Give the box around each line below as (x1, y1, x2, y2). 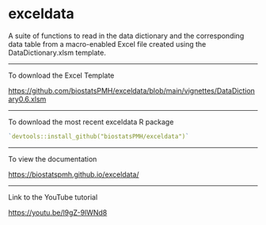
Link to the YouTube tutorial (8, 192, 98, 202)
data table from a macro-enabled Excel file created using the (8, 39, 207, 48)
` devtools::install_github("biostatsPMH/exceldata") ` (8, 132, 190, 140)
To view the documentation (8, 154, 97, 163)
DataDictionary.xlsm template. (8, 48, 107, 57)
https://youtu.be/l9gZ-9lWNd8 (8, 208, 108, 217)
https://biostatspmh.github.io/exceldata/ (8, 170, 140, 179)
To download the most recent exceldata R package (8, 116, 174, 127)
